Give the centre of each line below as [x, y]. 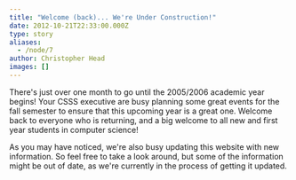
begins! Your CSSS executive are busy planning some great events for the [144, 101]
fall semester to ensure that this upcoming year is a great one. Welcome [141, 111]
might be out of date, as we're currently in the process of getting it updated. [148, 166]
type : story [31, 34]
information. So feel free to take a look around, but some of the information [147, 156]
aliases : [25, 42]
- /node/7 [35, 51]
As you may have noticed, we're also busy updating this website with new [144, 146]
